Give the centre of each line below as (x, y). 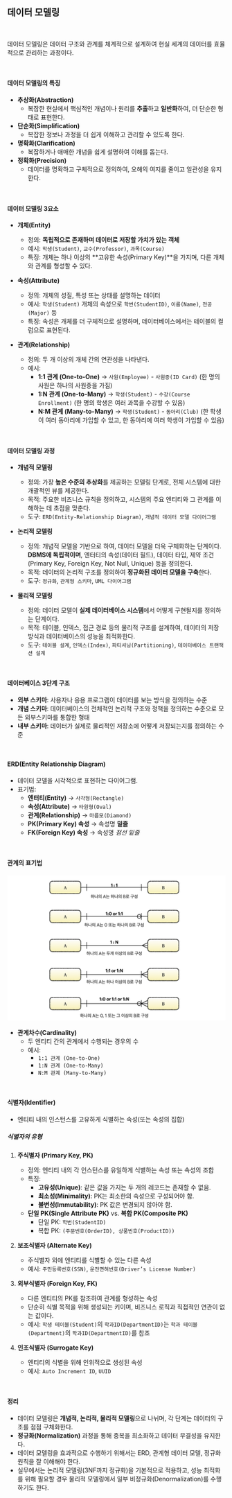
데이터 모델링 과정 (31, 451)
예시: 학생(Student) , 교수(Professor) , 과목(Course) (96, 249)
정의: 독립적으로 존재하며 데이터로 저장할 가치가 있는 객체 (104, 240)
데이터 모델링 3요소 (33, 208)
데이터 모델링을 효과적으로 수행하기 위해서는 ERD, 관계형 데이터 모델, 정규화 (119, 1453)
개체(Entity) (34, 225)
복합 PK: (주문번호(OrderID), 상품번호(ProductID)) (106, 1230)
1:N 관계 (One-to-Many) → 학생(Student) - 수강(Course (114, 394)
